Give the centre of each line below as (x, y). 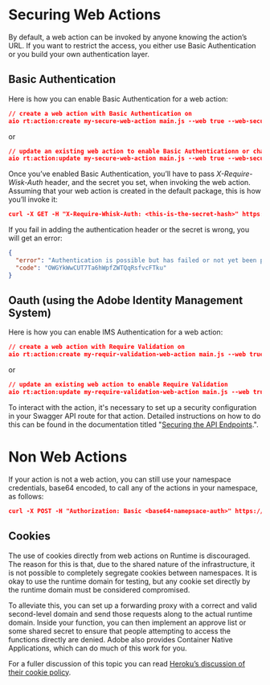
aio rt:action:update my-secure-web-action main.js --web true (117, 158)
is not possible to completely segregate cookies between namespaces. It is (133, 572)
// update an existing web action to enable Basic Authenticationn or (129, 151)
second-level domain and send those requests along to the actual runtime (131, 613)
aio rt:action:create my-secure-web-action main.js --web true (117, 121)
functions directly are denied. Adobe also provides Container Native (121, 639)
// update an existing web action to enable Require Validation (118, 385)
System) (30, 313)
